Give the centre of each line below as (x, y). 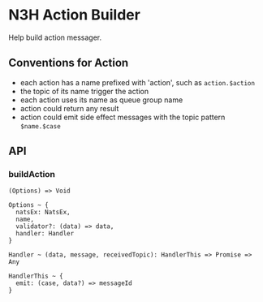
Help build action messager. (55, 37)
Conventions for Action (69, 63)
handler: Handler (45, 234)
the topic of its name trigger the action (84, 91)
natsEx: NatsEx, (43, 213)
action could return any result (69, 108)
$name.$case (40, 126)
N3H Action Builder (74, 15)
